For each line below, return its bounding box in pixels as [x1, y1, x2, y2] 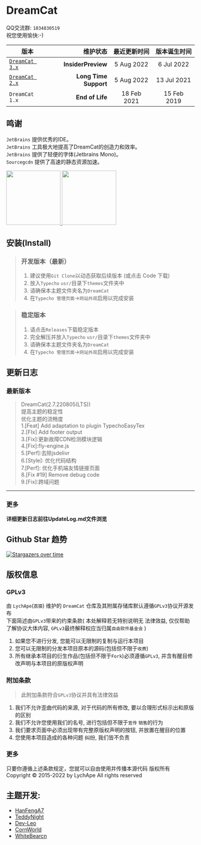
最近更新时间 [113, 47, 150, 56]
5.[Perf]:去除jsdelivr [20, 450, 70, 457]
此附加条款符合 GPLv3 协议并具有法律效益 [20, 691, 118, 698]
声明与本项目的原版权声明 [20, 660, 84, 667]
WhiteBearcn [14, 832, 47, 839]
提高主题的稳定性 [20, 408, 63, 415]
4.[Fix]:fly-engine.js [20, 443, 69, 450]
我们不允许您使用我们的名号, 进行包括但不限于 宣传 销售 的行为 [14, 719, 163, 726]
